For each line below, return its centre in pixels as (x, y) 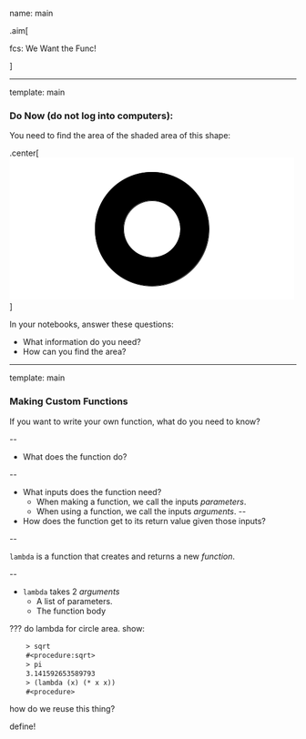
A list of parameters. (74, 601)
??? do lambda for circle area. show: (77, 628)
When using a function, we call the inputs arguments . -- (141, 511)
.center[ (24, 153)
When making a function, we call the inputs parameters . (141, 501)
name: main (31, 13)
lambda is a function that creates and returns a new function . (122, 556)
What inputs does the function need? (92, 491)
